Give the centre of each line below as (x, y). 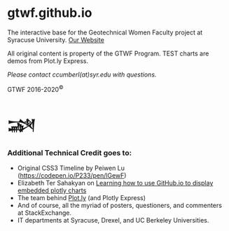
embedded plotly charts (52, 190)
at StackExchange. (44, 213)
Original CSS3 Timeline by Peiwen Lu (71, 168)
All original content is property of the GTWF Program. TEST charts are (108, 53)
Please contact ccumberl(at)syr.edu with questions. (82, 74)
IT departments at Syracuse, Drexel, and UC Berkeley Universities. (113, 220)
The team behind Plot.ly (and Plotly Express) (81, 198)
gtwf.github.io (50, 13)
